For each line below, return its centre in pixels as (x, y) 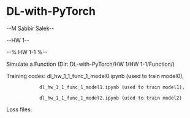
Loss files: (19, 109)
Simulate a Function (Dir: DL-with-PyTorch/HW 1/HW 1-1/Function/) (91, 64)
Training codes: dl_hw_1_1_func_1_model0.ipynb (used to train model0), (95, 76)
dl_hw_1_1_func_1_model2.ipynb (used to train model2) (111, 98)
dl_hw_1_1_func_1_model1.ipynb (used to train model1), (112, 87)
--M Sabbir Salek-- (30, 28)
